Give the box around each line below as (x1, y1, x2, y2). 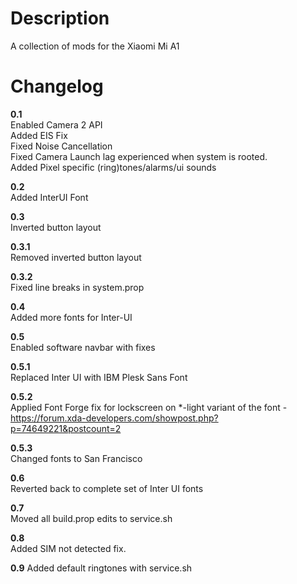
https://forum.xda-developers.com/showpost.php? (10, 412, 219, 424)
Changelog (10, 75, 104, 98)
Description (10, 7, 110, 30)
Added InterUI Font (10, 191, 89, 203)
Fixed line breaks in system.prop (10, 281, 145, 293)
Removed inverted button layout (10, 251, 142, 263)
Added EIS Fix (10, 129, 68, 141)
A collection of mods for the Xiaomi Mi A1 (10, 40, 180, 52)
